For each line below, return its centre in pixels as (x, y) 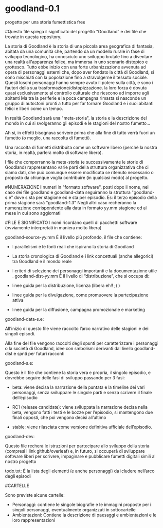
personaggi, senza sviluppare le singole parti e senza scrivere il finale (82, 392)
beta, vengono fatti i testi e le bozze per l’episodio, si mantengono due (82, 412)
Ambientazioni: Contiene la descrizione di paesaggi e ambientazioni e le (84, 515)
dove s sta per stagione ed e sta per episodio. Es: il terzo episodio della (85, 197)
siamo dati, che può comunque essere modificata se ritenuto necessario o (80, 172)
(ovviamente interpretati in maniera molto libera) (53, 227)
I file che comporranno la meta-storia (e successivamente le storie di (74, 162)
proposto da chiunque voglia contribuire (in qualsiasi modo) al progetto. (77, 177)
